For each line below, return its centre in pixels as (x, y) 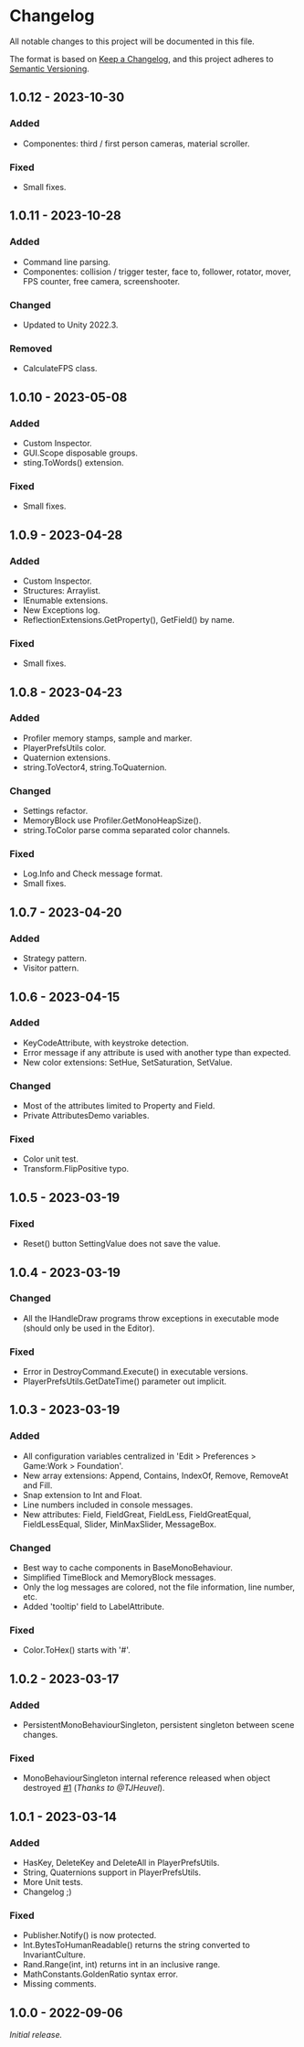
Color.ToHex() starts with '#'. (76, 1650)
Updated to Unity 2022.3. (70, 325)
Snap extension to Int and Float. (83, 1495)
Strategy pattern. (55, 959)
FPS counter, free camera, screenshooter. (101, 281)
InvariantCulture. (54, 1955)
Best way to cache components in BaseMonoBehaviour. (127, 1568)
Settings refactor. (55, 811)
